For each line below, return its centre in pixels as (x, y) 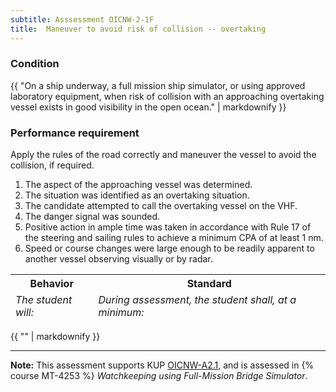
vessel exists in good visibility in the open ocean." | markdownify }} (148, 107)
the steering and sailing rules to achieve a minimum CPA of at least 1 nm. (174, 238)
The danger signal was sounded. (92, 217)
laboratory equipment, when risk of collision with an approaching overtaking (167, 96)
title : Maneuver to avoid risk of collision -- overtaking (138, 29)
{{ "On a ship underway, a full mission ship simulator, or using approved (158, 85)
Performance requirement (75, 133)
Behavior (51, 284)
